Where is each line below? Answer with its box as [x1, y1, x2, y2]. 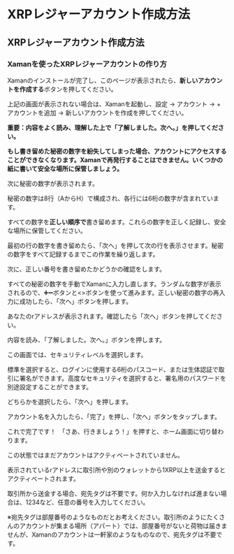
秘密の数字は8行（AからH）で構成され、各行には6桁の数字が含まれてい [7, 194, 214, 203]
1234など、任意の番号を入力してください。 [25, 497, 149, 506]
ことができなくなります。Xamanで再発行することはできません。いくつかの [7, 155, 224, 164]
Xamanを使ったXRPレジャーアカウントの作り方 [7, 59, 168, 68]
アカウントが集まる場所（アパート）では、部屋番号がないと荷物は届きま [19, 521, 228, 530]
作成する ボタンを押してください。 [19, 85, 117, 93]
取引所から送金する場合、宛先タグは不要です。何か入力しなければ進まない [7, 489, 221, 497]
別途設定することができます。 [7, 382, 93, 391]
